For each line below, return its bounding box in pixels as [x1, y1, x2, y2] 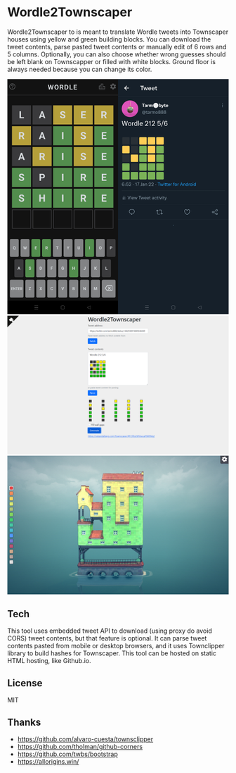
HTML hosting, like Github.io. [7, 657, 91, 665]
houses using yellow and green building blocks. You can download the [7, 35, 211, 43]
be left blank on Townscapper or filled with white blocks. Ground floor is [7, 57, 216, 66]
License [7, 677, 43, 689]
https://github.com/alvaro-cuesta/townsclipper [17, 735, 154, 743]
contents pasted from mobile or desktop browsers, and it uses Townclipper [7, 642, 225, 650]
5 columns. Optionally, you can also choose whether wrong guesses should [7, 50, 226, 58]
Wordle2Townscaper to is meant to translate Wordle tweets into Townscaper [7, 27, 229, 36]
